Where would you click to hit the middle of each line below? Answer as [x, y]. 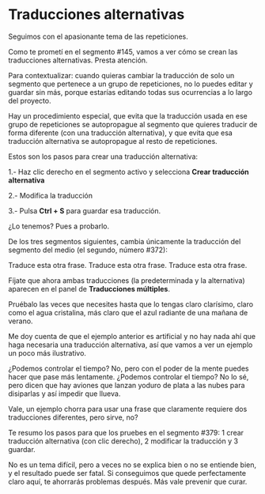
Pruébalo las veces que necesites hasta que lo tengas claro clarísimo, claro [131, 304]
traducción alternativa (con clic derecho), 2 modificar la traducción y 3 [123, 441]
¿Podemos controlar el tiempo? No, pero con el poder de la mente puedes [129, 368]
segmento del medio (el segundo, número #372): [88, 250]
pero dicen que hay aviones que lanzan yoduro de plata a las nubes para [127, 385]
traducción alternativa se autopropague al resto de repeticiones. [113, 141]
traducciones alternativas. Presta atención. [78, 60]
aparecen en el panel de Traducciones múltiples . [89, 288]
